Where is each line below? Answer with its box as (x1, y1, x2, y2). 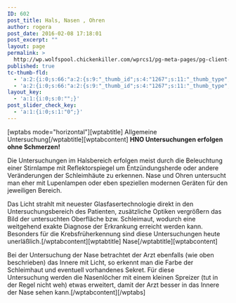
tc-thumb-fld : (7, 69, 49, 76)
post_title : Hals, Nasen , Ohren (7, 17, 105, 24)
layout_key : (7, 89, 42, 96)
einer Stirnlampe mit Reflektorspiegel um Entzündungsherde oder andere (7, 163, 219, 172)
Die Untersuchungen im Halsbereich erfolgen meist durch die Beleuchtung (7, 156, 223, 165)
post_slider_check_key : (7, 102, 77, 109)
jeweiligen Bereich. (7, 186, 63, 194)
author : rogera (7, 23, 52, 30)
